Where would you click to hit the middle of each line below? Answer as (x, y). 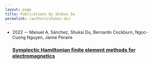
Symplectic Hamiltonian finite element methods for (74, 50)
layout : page (18, 9)
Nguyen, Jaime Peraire (50, 37)
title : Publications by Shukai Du (40, 14)
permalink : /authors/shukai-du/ (38, 18)
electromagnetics (33, 56)
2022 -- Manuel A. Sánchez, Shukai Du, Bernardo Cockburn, (73, 32)
